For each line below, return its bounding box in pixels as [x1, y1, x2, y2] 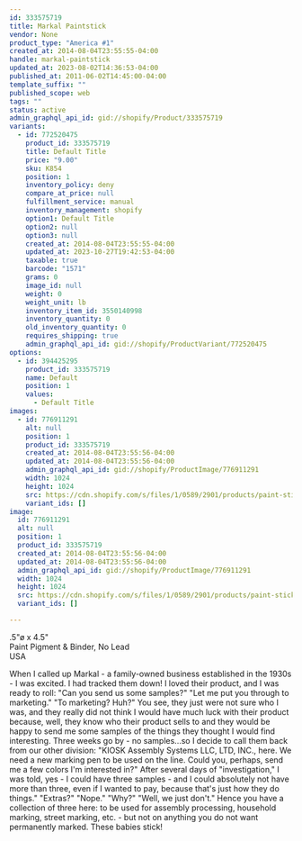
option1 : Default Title [25, 213, 115, 223]
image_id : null [25, 281, 83, 290]
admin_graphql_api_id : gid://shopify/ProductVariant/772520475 [25, 339, 268, 348]
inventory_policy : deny [25, 181, 115, 190]
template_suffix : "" [9, 80, 87, 89]
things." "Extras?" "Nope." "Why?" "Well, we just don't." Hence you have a [9, 792, 285, 803]
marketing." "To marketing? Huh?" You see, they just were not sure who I [9, 697, 279, 708]
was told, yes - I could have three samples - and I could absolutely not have [9, 773, 289, 784]
